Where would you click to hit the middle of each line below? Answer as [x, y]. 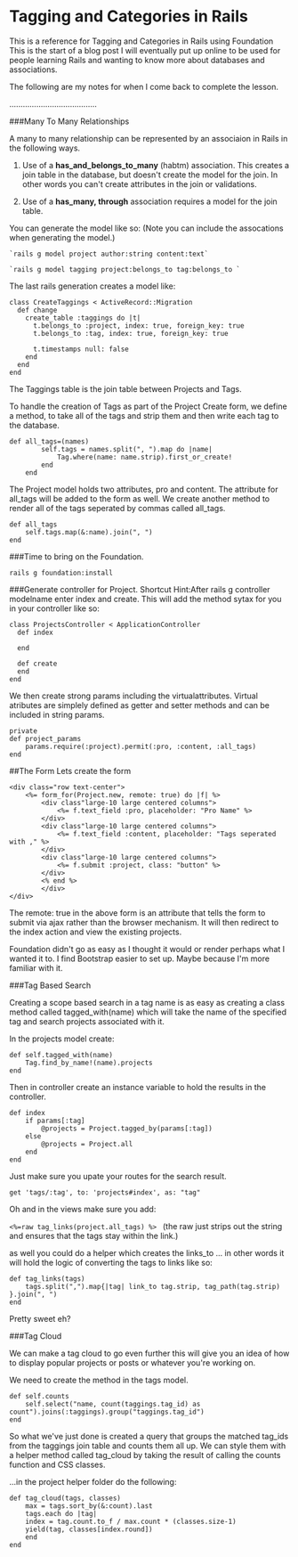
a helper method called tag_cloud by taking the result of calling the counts [145, 1455]
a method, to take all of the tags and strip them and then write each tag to [144, 415]
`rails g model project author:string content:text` [109, 254]
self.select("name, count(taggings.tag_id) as [113, 1404]
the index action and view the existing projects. [96, 932]
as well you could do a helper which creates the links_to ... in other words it [147, 1252]
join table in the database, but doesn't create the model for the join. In [150, 175]
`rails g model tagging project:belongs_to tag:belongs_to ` [125, 269]
